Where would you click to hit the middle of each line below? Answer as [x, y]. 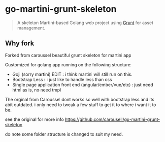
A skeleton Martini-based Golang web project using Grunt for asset [85, 23]
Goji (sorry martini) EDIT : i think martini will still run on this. [72, 74]
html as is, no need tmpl [36, 90]
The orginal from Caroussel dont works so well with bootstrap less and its [80, 99]
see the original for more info [34, 119]
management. [31, 28]
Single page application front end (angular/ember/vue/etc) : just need [83, 85]
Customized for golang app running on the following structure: [68, 64]
